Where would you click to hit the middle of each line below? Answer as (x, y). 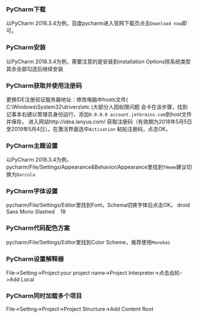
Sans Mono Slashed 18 (36, 212)
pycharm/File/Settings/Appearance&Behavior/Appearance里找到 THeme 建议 (97, 167)
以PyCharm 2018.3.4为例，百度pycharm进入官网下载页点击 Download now (94, 23)
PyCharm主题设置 (32, 146)
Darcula (26, 175)
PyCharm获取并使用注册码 (44, 86)
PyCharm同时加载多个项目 (44, 296)
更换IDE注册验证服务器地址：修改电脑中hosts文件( (67, 99)
